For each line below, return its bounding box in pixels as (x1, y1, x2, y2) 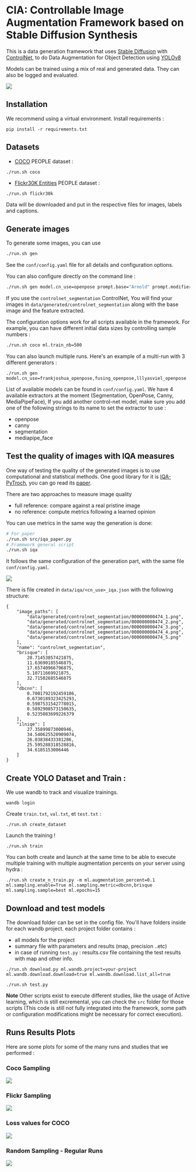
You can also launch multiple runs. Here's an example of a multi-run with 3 (6, 353, 185, 360)
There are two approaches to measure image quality (6, 490, 132, 497)
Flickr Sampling (6, 1091, 51, 1099)
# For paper (6, 531, 35, 537)
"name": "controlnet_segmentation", (16, 645, 106, 651)
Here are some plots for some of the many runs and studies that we (6, 1043, 169, 1050)
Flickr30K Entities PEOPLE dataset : (14, 179, 100, 186)
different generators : (6, 359, 57, 366)
